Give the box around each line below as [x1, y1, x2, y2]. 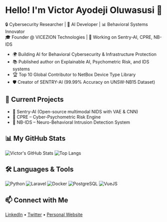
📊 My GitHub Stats [5, 134, 66, 143]
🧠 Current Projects [5, 95, 64, 104]
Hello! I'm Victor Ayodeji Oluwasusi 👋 [5, 4, 162, 16]
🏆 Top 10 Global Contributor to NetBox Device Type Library [12, 71, 136, 77]
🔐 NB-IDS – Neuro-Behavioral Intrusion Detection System [12, 119, 130, 125]
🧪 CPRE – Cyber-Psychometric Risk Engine [12, 114, 101, 120]
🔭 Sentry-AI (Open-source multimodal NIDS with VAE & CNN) [12, 108, 138, 114]
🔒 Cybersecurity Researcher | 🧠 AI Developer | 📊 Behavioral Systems [5, 21, 148, 27]
